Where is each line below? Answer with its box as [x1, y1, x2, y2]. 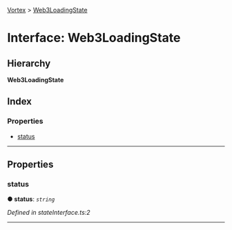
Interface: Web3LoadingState [7, 30, 181, 46]
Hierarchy [7, 57, 51, 69]
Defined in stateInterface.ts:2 [7, 209, 91, 217]
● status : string [7, 195, 55, 203]
